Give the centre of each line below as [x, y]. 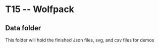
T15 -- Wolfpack [40, 9]
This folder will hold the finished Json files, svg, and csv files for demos [80, 40]
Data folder [23, 28]
